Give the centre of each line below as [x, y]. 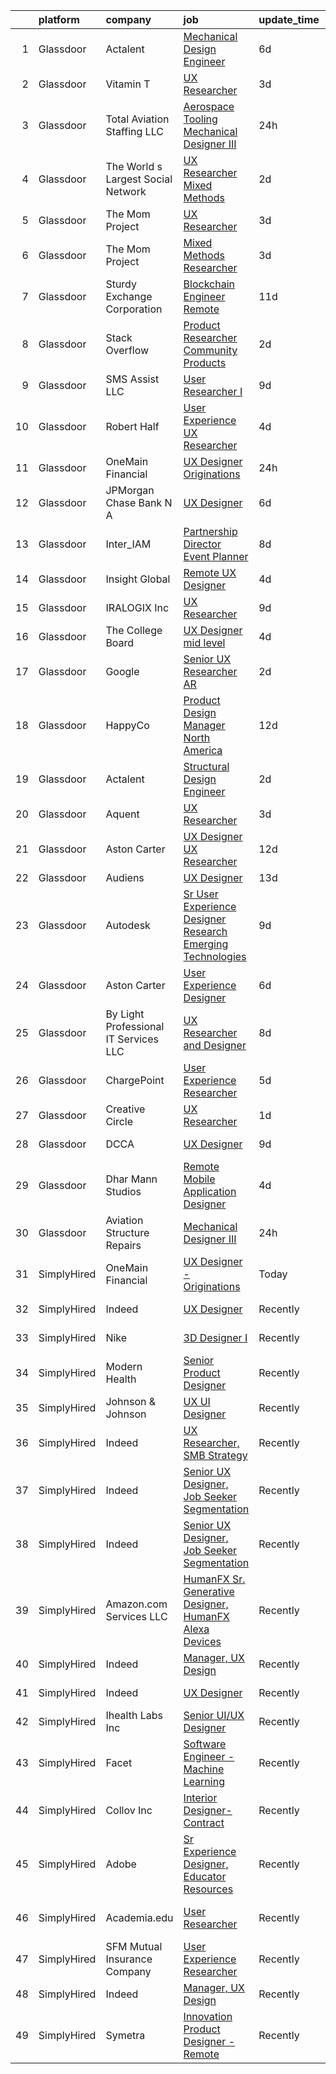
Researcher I [213, 391]
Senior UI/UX [214, 1715]
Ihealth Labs [134, 1715]
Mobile [199, 1179]
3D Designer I [215, 1337]
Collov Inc [129, 1810]
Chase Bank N [139, 502]
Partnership [210, 531]
